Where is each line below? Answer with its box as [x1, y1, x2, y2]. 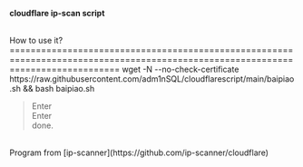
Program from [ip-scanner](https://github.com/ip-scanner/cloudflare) [9, 147, 269, 158]
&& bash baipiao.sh [22, 83, 95, 93]
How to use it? [9, 35, 64, 45]
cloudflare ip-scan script [9, 8, 105, 18]
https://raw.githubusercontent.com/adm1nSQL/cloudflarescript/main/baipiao [9, 74, 295, 84]
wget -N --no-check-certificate [122, 64, 239, 74]
